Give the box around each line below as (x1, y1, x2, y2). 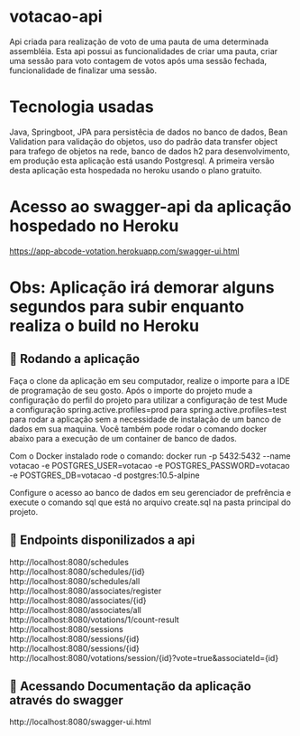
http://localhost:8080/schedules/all (9, 575, 141, 586)
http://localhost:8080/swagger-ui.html (9, 716, 151, 728)
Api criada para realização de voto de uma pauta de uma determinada (9, 36, 268, 47)
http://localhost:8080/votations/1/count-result (9, 614, 180, 625)
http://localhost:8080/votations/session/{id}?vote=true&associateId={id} (9, 652, 279, 663)
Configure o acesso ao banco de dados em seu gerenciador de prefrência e (9, 487, 291, 498)
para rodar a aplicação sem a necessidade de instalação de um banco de (9, 414, 282, 424)
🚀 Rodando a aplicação (9, 351, 141, 367)
